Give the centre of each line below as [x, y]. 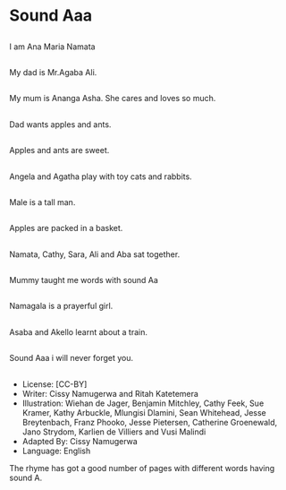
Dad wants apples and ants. [60, 124]
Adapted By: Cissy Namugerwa [80, 441]
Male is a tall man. [42, 202]
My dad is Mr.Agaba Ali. [53, 72]
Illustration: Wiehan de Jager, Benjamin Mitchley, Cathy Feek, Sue [143, 403]
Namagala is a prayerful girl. [61, 306]
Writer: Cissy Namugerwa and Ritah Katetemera [110, 393]
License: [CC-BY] [55, 384]
